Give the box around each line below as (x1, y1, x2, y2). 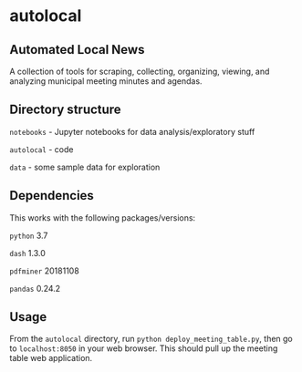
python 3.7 (9, 230, 48, 241)
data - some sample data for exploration (9, 161, 161, 172)
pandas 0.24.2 (9, 283, 61, 294)
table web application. (9, 353, 93, 364)
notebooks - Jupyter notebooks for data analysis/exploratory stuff (9, 126, 255, 137)
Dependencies (9, 188, 94, 203)
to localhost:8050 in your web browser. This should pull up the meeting (9, 343, 278, 354)
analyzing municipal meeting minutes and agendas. (9, 76, 203, 87)
